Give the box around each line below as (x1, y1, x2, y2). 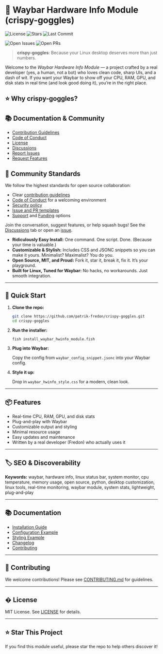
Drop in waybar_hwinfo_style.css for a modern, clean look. (12, 379, 130, 385)
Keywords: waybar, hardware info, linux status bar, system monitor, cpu (5, 474, 149, 480)
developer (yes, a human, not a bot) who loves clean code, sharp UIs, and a (5, 69, 156, 75)
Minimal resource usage (12, 429, 61, 435)
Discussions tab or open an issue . (5, 227, 73, 233)
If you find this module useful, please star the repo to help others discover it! (5, 644, 158, 650)
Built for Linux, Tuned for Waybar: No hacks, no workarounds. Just (12, 267, 148, 273)
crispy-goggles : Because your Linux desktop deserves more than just (16, 50, 158, 56)
